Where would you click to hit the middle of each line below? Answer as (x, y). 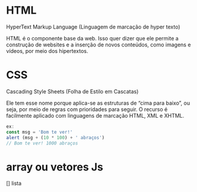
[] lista (14, 183)
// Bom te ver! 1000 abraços (42, 143)
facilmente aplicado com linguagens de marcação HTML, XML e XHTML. (95, 115)
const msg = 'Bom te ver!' (39, 132)
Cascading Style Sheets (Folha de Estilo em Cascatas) (72, 91)
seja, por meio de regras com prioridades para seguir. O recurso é (87, 109)
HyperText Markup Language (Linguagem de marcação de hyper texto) (93, 27)
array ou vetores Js (55, 167)
